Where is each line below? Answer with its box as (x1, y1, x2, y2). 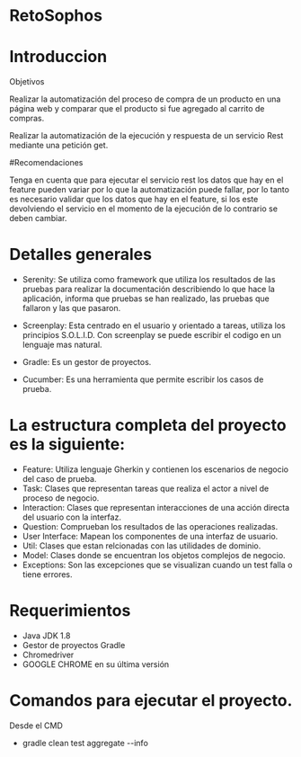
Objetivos (9, 76, 45, 87)
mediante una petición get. (9, 140, 109, 151)
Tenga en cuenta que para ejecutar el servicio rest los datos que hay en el (9, 174, 284, 185)
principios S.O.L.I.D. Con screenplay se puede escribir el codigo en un (22, 330, 281, 341)
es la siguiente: (9, 434, 126, 455)
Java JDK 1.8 (22, 630, 71, 641)
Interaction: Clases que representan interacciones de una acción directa (22, 503, 290, 512)
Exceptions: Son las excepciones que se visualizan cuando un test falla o (22, 559, 293, 570)
